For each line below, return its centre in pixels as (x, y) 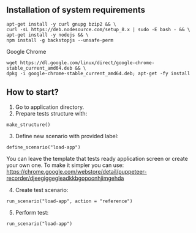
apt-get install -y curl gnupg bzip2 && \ (61, 24)
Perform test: (32, 212)
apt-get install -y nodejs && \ (47, 35)
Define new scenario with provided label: (67, 136)
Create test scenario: (42, 190)
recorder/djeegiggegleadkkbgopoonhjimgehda (65, 178)
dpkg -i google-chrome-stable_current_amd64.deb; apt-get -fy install (98, 73)
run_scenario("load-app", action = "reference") (70, 201)
